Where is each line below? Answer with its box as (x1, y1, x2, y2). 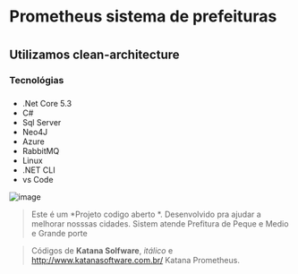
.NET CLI (21, 165, 55, 176)
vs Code (21, 175, 54, 185)
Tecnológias (9, 74, 64, 87)
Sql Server (21, 117, 62, 128)
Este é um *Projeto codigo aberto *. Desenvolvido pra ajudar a (30, 209, 261, 220)
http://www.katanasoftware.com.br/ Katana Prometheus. (30, 255, 240, 266)
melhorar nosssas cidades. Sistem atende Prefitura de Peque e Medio (30, 218, 289, 229)
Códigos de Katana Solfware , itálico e (30, 245, 174, 256)
